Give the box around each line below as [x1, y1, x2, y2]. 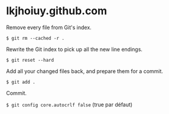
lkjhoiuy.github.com [6, 4, 108, 18]
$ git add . [6, 79, 35, 85]
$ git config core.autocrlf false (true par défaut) [6, 101, 133, 108]
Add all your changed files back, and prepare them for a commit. [6, 67, 164, 75]
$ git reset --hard [6, 57, 54, 63]
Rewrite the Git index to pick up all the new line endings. [6, 46, 143, 53]
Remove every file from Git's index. [6, 24, 92, 31]
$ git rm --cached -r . [6, 35, 65, 41]
